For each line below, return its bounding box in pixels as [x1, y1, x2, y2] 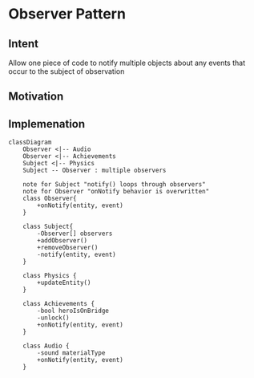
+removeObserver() [37, 244, 99, 252]
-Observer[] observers [37, 230, 113, 238]
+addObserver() [37, 237, 88, 245]
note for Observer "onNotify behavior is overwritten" [22, 188, 210, 196]
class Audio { [22, 342, 70, 350]
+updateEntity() [37, 278, 91, 287]
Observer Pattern [8, 5, 127, 23]
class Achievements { [22, 300, 95, 308]
